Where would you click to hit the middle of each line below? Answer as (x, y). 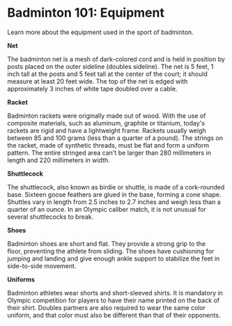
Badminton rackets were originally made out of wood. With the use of (107, 116)
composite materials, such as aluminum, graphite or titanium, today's (106, 123)
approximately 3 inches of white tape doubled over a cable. (92, 88)
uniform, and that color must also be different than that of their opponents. (114, 315)
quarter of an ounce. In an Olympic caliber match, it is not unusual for (107, 209)
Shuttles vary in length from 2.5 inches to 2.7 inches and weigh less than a (114, 202)
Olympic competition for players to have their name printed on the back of (114, 300)
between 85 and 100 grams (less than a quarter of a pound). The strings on (115, 138)
